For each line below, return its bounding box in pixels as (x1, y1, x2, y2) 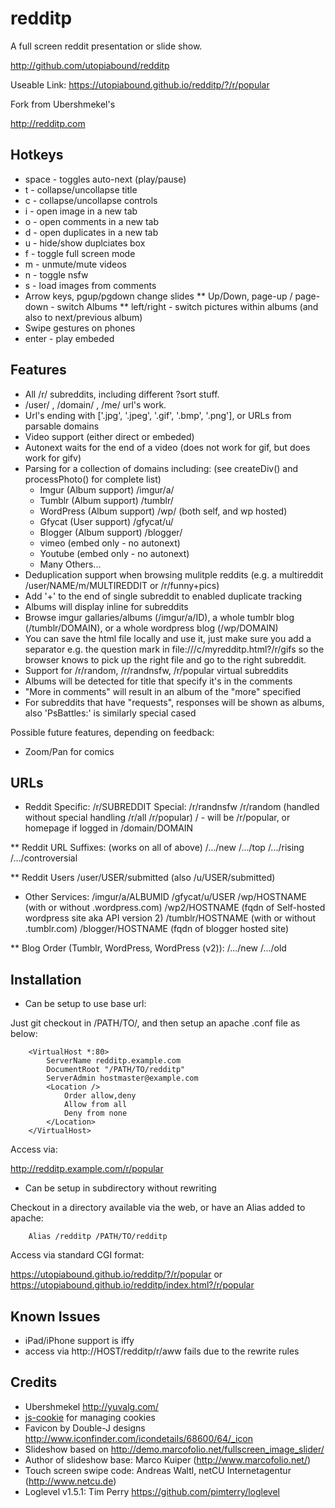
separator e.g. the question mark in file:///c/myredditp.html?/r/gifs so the (24, 643, 325, 655)
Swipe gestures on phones (24, 322, 136, 334)
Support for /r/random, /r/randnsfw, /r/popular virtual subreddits (24, 664, 289, 676)
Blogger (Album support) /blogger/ (39, 526, 183, 538)
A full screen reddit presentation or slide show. (10, 40, 203, 52)
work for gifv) (24, 452, 82, 464)
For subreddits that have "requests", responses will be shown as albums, (24, 696, 325, 708)
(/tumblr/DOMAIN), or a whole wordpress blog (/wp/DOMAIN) (24, 622, 279, 634)
